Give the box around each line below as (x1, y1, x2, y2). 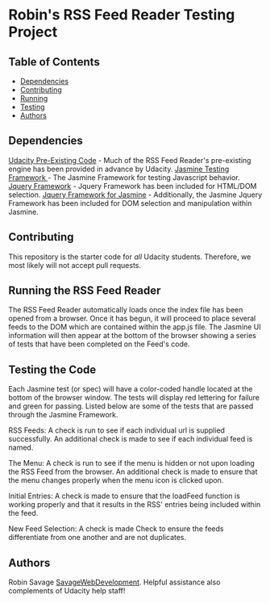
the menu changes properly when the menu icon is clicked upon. (8, 475, 224, 485)
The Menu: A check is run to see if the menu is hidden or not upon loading (8, 459, 255, 468)
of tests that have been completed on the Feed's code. (8, 339, 191, 349)
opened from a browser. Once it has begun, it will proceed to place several (8, 313, 256, 324)
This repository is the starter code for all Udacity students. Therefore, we (8, 252, 251, 262)
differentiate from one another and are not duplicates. (8, 533, 187, 542)
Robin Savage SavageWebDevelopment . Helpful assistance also (8, 577, 221, 587)
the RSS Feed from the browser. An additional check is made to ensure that (8, 467, 258, 477)
